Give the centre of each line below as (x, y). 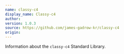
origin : (13, 32)
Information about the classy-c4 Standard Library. (55, 46)
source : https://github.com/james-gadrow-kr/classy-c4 (62, 28)
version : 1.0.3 (21, 23)
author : (13, 19)
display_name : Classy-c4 (30, 14)
